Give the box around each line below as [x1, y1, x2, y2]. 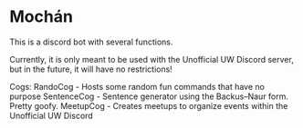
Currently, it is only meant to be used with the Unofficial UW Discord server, [9, 54, 294, 64]
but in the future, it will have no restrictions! [9, 64, 173, 74]
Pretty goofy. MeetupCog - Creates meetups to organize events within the [9, 100, 288, 111]
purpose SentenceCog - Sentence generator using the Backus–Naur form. [9, 91, 289, 102]
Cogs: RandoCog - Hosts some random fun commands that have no [9, 81, 265, 92]
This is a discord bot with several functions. [9, 36, 173, 47]
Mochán [9, 6, 73, 27]
